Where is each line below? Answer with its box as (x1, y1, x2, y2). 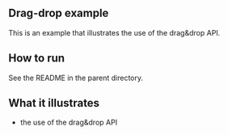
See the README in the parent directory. (8, 73, 144, 82)
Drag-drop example (8, 6, 109, 20)
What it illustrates (8, 96, 99, 110)
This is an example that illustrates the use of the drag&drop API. (8, 27, 221, 37)
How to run (8, 52, 65, 65)
